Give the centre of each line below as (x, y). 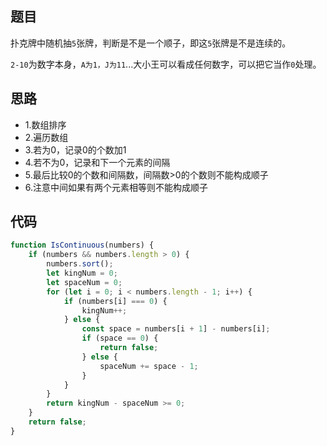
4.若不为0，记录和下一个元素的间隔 (97, 162)
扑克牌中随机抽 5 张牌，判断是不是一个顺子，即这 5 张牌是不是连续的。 (151, 43)
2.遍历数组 (46, 137)
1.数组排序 (45, 124)
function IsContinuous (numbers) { (82, 245)
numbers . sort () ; (80, 264)
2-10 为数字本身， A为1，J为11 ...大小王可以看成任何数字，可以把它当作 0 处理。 (166, 64)
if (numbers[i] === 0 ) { (115, 301)
